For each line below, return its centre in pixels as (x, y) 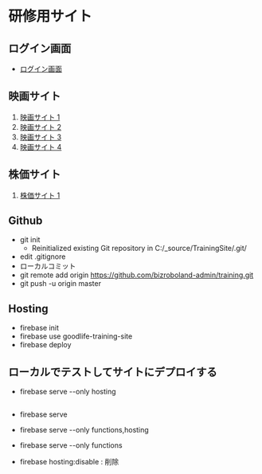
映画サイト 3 (41, 137)
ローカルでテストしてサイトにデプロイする (113, 372)
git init (30, 240)
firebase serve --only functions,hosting (84, 430)
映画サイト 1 (40, 117)
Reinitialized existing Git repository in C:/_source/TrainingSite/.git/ (139, 249)
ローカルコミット (48, 266)
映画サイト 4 (41, 147)
